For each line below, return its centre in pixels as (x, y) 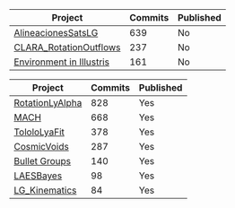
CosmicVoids (41, 147)
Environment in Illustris (62, 62)
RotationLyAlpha (48, 103)
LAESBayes (38, 176)
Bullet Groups (43, 161)
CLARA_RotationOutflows (67, 47)
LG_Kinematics (45, 190)
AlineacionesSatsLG (56, 33)
